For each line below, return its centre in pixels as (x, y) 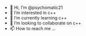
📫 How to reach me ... (33, 28)
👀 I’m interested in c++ (33, 13)
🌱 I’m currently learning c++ (38, 18)
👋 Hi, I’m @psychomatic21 (36, 8)
